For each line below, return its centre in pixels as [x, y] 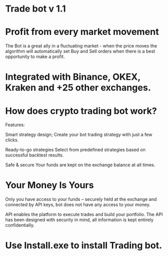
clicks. [12, 140]
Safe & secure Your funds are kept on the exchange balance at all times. [80, 165]
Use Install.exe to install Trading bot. [84, 246]
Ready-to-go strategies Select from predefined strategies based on [75, 150]
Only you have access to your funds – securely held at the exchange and [81, 199]
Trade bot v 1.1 [36, 9]
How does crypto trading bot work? [81, 111]
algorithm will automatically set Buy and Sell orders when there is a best [80, 52]
